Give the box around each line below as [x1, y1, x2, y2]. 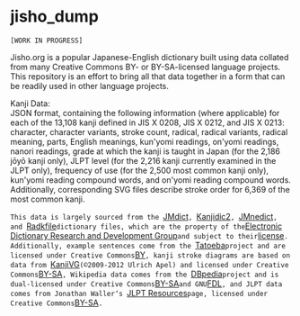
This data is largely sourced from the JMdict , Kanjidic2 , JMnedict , [10, 211, 278, 221]
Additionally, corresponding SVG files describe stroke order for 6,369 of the [10, 184, 290, 194]
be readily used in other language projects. [10, 80, 170, 91]
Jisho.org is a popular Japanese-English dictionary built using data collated [10, 51, 289, 62]
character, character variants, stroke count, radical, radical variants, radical [10, 126, 288, 137]
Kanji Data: [10, 97, 50, 109]
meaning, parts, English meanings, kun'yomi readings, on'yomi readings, [10, 136, 279, 147]
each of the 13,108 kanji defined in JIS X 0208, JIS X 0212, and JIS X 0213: [10, 117, 286, 128]
